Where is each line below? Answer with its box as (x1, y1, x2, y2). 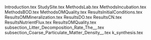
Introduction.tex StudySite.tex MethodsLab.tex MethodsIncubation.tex (4, 4, 147, 10)
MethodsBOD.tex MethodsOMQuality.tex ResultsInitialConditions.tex (4, 9, 143, 15)
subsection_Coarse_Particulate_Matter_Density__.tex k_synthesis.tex (4, 30, 143, 35)
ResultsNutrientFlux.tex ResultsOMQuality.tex (4, 19, 96, 25)
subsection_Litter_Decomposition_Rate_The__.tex (4, 25, 104, 30)
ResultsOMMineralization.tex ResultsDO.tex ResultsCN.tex (4, 14, 122, 20)
